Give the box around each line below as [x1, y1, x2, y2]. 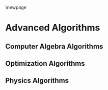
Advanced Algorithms [5, 22, 100, 33]
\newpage [5, 5, 27, 10]
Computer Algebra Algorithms [5, 42, 103, 51]
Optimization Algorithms [5, 59, 85, 68]
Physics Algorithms [5, 76, 69, 85]
